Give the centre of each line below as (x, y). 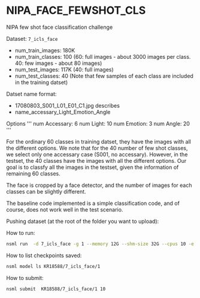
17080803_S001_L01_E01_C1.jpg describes (67, 105)
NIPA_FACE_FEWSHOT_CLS (76, 11)
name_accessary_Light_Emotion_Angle (63, 112)
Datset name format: (31, 94)
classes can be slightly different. (46, 191)
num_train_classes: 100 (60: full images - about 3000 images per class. (103, 56)
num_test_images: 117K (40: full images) (64, 69)
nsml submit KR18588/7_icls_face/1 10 (56, 289)
